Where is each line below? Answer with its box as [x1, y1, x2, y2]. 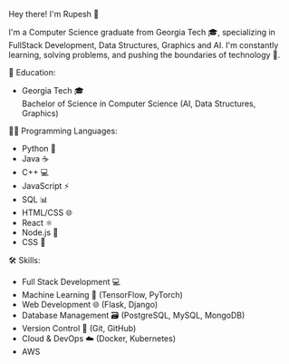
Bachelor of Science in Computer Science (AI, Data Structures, [21, 98, 256, 109]
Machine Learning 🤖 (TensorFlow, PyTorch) [21, 290, 183, 300]
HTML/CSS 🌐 [21, 207, 73, 218]
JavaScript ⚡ [21, 181, 70, 191]
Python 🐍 [21, 143, 56, 153]
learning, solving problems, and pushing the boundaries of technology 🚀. [8, 50, 281, 60]
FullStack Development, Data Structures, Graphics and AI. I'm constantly [8, 40, 279, 50]
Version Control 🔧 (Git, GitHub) [21, 323, 137, 333]
